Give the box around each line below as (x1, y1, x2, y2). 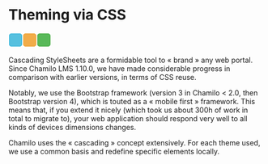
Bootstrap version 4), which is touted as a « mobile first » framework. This (8, 96, 256, 106)
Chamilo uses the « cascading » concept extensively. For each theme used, (8, 137, 261, 147)
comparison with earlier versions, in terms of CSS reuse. (8, 72, 197, 82)
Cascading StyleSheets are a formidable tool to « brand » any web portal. (8, 55, 253, 65)
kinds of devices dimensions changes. (8, 122, 136, 132)
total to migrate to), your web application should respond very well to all (8, 113, 248, 123)
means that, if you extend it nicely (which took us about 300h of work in (8, 105, 249, 115)
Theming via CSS (8, 6, 127, 24)
